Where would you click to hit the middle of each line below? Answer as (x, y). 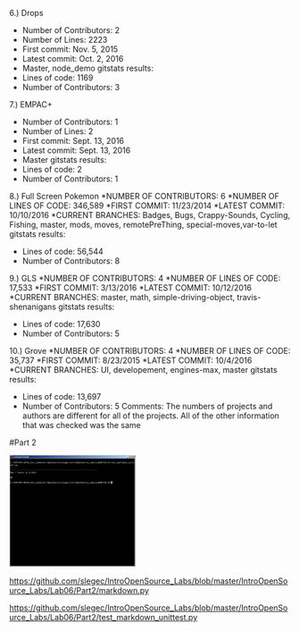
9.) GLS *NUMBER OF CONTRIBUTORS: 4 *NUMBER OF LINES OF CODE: (145, 278)
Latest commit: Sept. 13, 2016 (76, 150)
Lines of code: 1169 (58, 78)
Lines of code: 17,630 (61, 324)
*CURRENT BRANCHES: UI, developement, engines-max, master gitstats (144, 370)
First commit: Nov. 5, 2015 (70, 49)
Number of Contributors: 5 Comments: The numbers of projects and (147, 406)
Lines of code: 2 (52, 169)
